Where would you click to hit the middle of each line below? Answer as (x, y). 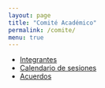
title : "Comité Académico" (52, 23)
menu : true (26, 37)
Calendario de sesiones (58, 68)
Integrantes (38, 60)
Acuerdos (36, 76)
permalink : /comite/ (42, 30)
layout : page (30, 15)
